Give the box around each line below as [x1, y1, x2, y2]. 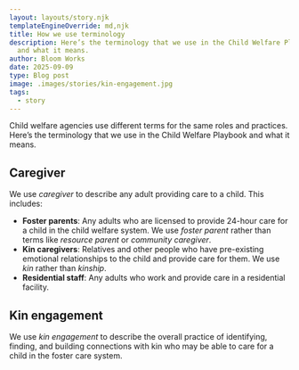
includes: [9, 198, 43, 210]
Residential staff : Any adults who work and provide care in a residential [21, 273, 286, 284]
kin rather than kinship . [21, 263, 107, 274]
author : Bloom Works [9, 54, 86, 63]
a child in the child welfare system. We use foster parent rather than [21, 225, 271, 236]
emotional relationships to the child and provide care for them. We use [21, 253, 280, 264]
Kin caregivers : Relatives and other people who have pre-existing [21, 244, 264, 255]
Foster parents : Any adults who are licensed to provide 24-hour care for [21, 216, 288, 226]
